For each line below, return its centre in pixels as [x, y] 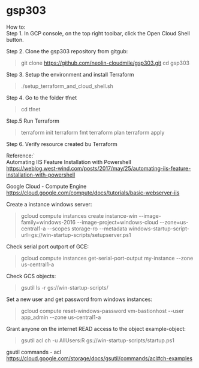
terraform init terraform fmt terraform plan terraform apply [93, 132]
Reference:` [21, 156]
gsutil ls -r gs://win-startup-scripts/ [65, 287]
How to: [16, 27]
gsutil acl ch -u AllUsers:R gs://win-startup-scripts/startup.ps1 [98, 340]
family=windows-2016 [48, 222]
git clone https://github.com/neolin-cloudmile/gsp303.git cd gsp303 [105, 63]
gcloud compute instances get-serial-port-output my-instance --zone [107, 258]
